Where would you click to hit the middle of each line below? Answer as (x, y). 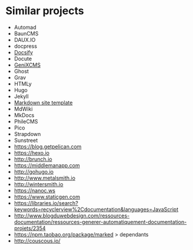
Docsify (24, 52)
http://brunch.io (33, 159)
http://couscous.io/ (37, 241)
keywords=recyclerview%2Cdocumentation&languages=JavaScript (96, 209)
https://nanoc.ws (34, 190)
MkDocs (24, 115)
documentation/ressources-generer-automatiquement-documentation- (100, 222)
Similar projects (45, 11)
